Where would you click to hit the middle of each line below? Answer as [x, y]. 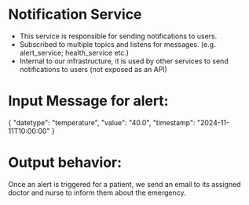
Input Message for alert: [88, 101]
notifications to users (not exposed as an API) [93, 69]
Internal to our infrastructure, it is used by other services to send [124, 61]
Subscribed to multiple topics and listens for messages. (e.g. [117, 44]
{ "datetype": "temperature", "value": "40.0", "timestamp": [102, 122]
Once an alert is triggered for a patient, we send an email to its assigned [124, 184]
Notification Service [75, 14]
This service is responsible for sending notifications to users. [118, 36]
